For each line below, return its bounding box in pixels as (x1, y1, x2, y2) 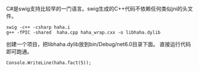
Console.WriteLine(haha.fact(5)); (6, 60, 92, 66)
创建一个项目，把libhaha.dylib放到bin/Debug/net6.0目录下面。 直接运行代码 (6, 41, 191, 47)
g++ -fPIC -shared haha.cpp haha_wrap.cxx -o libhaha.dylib (6, 30, 161, 35)
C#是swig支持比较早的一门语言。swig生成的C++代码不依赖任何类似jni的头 (6, 5, 188, 12)
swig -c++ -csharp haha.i (6, 24, 70, 30)
